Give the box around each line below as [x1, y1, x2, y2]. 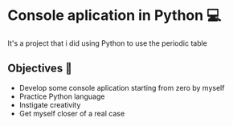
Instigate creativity [18, 100, 81, 109]
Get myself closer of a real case [18, 108, 125, 118]
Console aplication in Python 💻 [7, 6, 222, 25]
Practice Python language [18, 91, 105, 101]
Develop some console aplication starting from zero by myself [18, 83, 225, 92]
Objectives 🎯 [7, 62, 73, 75]
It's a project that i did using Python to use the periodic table [7, 38, 208, 48]
